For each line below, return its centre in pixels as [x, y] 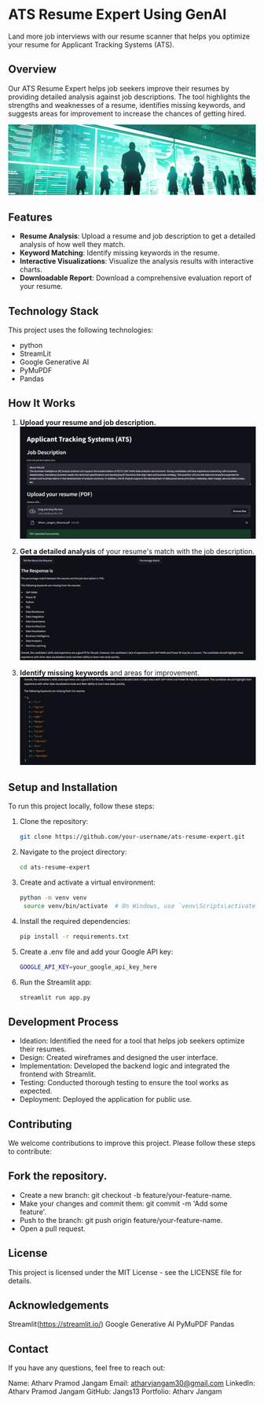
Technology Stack [53, 311]
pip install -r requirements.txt [74, 937]
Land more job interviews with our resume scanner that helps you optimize [129, 36]
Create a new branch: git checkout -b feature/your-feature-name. [126, 1195]
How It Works [42, 403]
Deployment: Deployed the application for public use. [106, 1099]
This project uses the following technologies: [81, 330]
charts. [31, 270]
